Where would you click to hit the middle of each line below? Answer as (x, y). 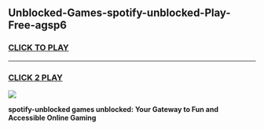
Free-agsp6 (37, 26)
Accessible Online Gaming (52, 117)
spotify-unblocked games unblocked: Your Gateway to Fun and (113, 109)
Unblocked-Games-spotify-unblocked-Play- (119, 13)
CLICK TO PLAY (38, 48)
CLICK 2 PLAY (35, 77)
